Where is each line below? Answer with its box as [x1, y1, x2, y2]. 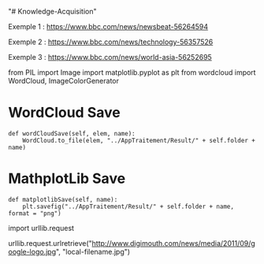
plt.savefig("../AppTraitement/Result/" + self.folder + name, [22, 203, 235, 210]
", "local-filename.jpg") [55, 247, 131, 256]
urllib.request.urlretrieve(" [8, 238, 92, 247]
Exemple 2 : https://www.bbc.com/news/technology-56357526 [8, 37, 214, 46]
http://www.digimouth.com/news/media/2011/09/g [91, 238, 256, 247]
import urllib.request [8, 223, 75, 232]
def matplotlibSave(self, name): [8, 195, 118, 203]
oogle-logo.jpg [8, 247, 57, 256]
